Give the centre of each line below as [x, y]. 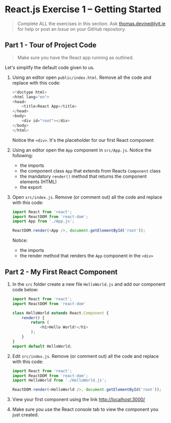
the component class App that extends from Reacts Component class [90, 171]
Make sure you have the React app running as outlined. [76, 57]
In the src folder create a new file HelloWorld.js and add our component [89, 284]
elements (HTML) [38, 182]
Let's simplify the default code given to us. [50, 67]
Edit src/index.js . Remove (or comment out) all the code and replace [85, 356]
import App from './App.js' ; [43, 221]
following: [23, 155]
